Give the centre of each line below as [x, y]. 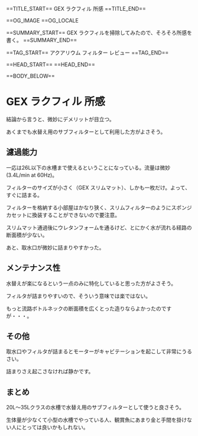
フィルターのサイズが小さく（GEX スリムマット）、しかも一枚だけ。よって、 [98, 188]
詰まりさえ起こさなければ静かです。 [50, 372]
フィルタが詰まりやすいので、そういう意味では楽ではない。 [79, 296]
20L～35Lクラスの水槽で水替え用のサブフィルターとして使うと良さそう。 [95, 408]
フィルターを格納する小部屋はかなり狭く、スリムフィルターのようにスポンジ [99, 207]
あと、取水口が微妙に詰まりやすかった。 [55, 247]
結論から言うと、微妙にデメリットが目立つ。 [60, 119]
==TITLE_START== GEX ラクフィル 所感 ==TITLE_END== [76, 9]
